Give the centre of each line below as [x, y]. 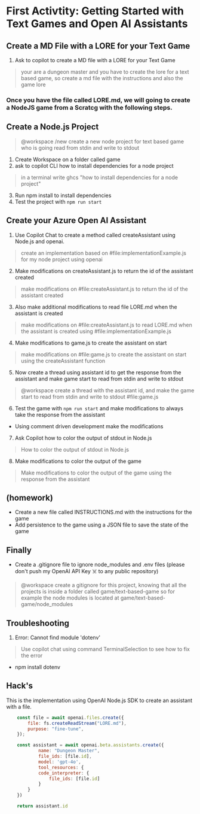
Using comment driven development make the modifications [89, 426]
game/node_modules [47, 604]
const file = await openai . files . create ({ [70, 718]
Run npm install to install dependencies [63, 195]
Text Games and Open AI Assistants [97, 24]
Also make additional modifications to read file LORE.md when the [96, 307]
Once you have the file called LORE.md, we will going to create [99, 100]
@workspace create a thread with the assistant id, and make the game [107, 390]
